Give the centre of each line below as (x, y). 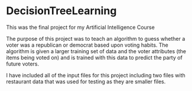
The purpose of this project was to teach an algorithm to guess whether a (96, 38)
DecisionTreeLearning (61, 11)
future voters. (23, 64)
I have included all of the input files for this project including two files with (96, 75)
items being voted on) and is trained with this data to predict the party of (95, 57)
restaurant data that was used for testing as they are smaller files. (86, 82)
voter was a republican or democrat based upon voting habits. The (87, 45)
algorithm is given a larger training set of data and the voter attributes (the (96, 51)
